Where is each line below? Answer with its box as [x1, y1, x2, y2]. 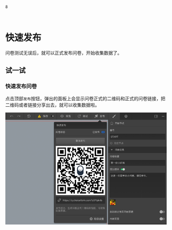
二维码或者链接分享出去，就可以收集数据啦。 [5, 102, 100, 108]
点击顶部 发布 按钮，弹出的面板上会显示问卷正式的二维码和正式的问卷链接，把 [5, 95, 165, 101]
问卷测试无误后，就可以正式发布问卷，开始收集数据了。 [5, 50, 122, 56]
